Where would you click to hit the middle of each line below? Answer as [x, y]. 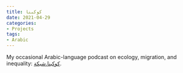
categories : [21, 23]
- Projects [20, 29]
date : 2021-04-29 [28, 17]
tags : [13, 34]
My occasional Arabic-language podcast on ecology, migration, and [91, 57]
